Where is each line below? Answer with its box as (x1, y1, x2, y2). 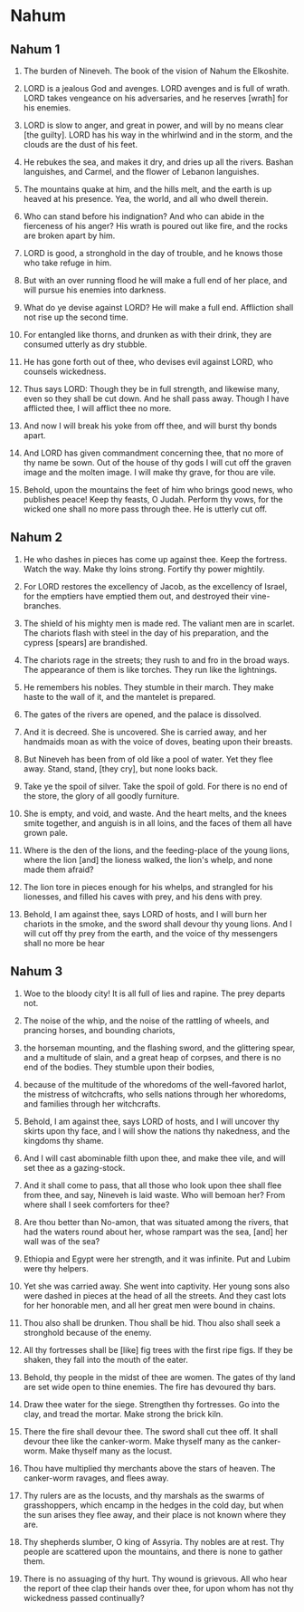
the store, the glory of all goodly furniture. (23, 790, 180, 801)
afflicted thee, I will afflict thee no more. (23, 403, 172, 413)
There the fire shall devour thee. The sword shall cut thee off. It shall (23, 1425, 279, 1436)
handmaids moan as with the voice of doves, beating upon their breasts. (23, 735, 293, 747)
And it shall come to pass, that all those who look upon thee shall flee (23, 1179, 282, 1191)
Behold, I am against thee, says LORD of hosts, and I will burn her (23, 908, 268, 919)
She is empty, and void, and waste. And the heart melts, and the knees (23, 808, 288, 819)
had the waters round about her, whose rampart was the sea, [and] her (23, 1226, 289, 1237)
